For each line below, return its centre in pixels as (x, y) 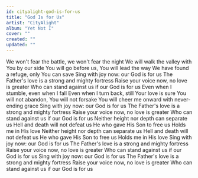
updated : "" (21, 45)
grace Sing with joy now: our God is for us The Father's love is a (102, 106)
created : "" (21, 39)
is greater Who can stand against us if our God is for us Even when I (89, 87)
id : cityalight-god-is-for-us (43, 12)
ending (15, 106)
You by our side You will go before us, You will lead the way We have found (98, 68)
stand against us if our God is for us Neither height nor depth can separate (97, 118)
